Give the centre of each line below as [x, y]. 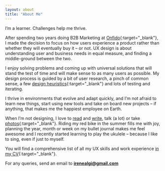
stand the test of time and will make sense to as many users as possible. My [82, 73]
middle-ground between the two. [39, 58]
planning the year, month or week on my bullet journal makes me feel [75, 128]
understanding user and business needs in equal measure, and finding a [78, 53]
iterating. [14, 89]
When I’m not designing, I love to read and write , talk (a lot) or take [73, 118]
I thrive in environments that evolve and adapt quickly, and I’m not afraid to [81, 98]
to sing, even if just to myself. [35, 139]
